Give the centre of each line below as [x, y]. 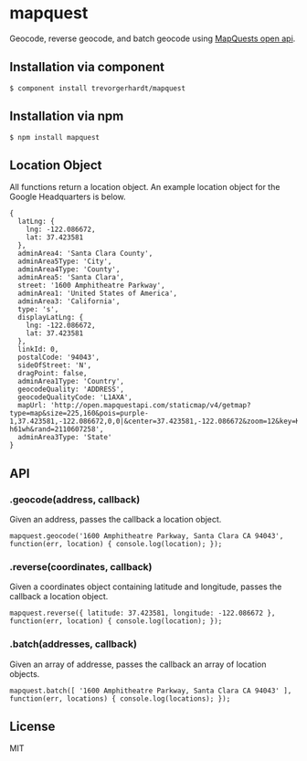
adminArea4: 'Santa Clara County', [85, 254]
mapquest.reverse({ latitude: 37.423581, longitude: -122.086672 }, [143, 613]
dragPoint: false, [53, 374]
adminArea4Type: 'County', [69, 270]
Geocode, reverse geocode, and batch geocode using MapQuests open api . [153, 38]
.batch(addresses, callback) [73, 644]
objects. [25, 673]
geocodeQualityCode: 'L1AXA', [75, 397]
